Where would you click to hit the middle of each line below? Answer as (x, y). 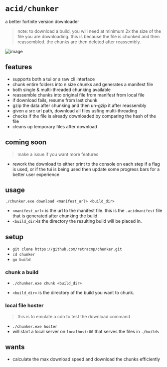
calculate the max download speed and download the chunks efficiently (86, 359)
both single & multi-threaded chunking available (62, 90)
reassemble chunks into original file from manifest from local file (78, 95)
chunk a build (22, 273)
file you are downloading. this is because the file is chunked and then (88, 36)
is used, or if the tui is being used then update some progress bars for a (86, 169)
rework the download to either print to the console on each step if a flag (86, 164)
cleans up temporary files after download (55, 126)
